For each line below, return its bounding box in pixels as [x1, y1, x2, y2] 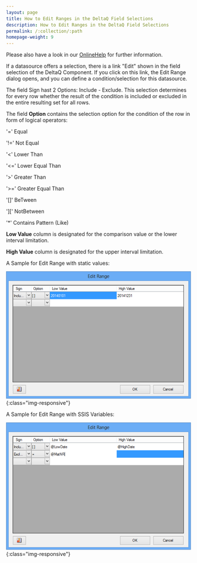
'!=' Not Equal [6, 139, 39, 146]
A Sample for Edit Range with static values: [6, 259, 110, 267]
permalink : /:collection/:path [6, 28, 83, 34]
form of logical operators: [6, 116, 68, 124]
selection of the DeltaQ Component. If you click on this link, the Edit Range [6, 69, 186, 76]
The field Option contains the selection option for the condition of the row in [6, 111, 191, 118]
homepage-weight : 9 [6, 34, 54, 41]
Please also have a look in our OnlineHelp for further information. [6, 51, 163, 58]
